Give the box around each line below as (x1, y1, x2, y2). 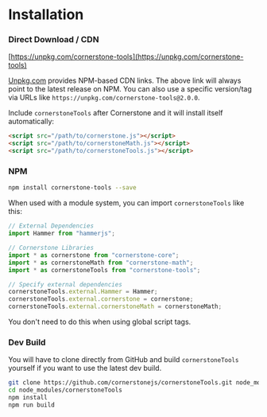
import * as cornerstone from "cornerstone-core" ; (8, 251, 180, 259)
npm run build (8, 400, 56, 409)
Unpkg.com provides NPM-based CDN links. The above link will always (8, 76, 242, 85)
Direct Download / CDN (8, 34, 99, 45)
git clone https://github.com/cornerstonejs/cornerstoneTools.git (8, 379, 233, 387)
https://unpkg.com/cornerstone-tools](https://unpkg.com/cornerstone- (10, 52, 244, 61)
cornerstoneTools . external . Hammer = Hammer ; (8, 288, 158, 296)
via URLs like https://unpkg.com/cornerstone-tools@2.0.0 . (8, 93, 200, 103)
